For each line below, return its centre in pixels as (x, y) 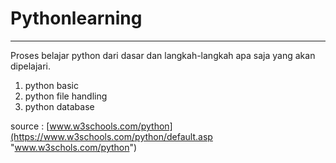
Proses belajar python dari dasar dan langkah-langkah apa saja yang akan (163, 55)
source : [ (30, 126)
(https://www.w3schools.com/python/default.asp (111, 136)
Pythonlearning (76, 18)
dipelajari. (31, 66)
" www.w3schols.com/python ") (74, 147)
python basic (51, 85)
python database (59, 106)
